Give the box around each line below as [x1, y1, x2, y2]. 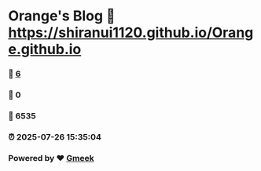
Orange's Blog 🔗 [8, 7, 116, 25]
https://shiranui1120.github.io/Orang [8, 24, 254, 42]
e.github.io [8, 41, 82, 58]
